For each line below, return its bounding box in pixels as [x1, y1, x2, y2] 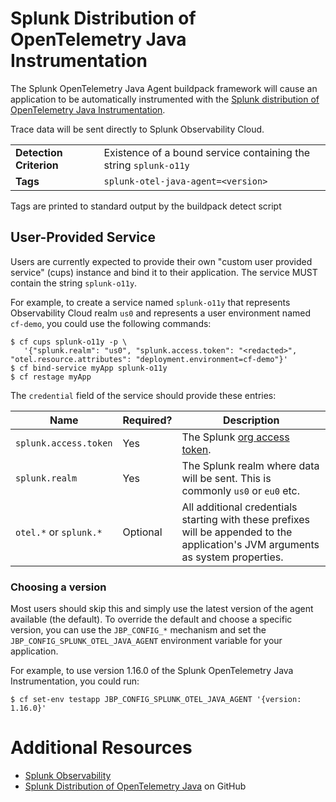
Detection [15, 145, 63, 159]
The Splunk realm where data [181, 458, 320, 472]
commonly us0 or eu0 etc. [181, 483, 300, 497]
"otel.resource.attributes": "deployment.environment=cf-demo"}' [10, 354, 288, 364]
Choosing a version [10, 580, 107, 594]
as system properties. [181, 550, 284, 564]
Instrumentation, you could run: [10, 675, 140, 687]
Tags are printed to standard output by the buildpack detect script [10, 200, 282, 212]
